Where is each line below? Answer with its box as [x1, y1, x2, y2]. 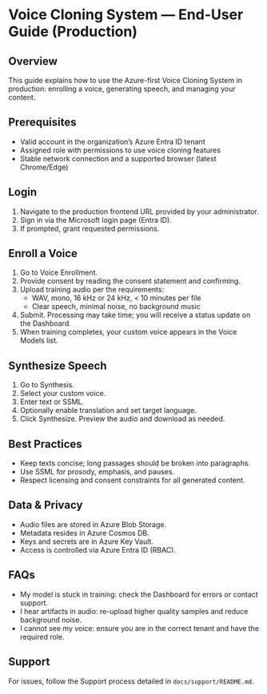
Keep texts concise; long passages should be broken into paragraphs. [19, 458, 250, 468]
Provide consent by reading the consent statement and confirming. [19, 276, 241, 286]
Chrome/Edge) [19, 162, 69, 172]
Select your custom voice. [19, 389, 106, 399]
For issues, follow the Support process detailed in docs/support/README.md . [8, 676, 254, 686]
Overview [8, 54, 58, 68]
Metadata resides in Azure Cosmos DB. [19, 528, 149, 537]
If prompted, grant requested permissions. [19, 224, 160, 233]
